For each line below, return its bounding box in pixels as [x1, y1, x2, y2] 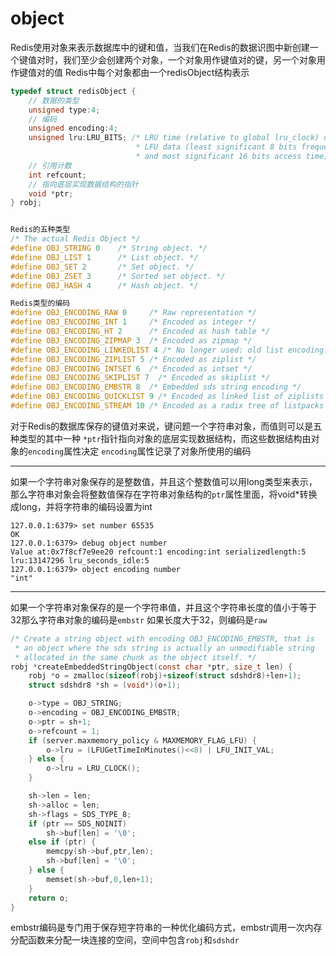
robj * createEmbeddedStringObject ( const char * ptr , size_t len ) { [10, 662, 293, 672]
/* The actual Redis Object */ [10, 234, 141, 244]
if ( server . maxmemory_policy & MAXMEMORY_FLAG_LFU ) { [28, 735, 257, 746]
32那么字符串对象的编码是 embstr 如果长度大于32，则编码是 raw [10, 613, 268, 626]
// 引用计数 [28, 160, 72, 171]
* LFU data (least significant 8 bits [135, 142, 298, 152]
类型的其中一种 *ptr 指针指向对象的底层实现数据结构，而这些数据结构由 [18, 432, 312, 444]
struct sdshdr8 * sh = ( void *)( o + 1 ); [28, 680, 182, 691]
